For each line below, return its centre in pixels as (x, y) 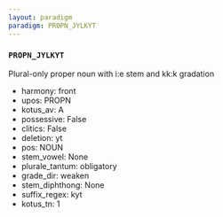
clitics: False (44, 128)
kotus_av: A (42, 109)
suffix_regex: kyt (52, 194)
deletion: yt (42, 137)
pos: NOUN (42, 147)
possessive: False (54, 119)
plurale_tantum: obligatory (69, 166)
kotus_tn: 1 (40, 204)
